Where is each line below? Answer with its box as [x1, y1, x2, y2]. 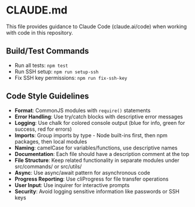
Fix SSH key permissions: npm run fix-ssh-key [14, 74, 128, 81]
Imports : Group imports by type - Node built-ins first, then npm [14, 131, 168, 138]
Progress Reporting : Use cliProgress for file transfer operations [14, 175, 169, 182]
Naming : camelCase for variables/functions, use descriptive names [14, 144, 177, 151]
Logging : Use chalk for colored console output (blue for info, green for [14, 119, 186, 126]
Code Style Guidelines [6, 91, 89, 101]
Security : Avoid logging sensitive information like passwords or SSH [14, 188, 180, 195]
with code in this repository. [6, 29, 73, 36]
